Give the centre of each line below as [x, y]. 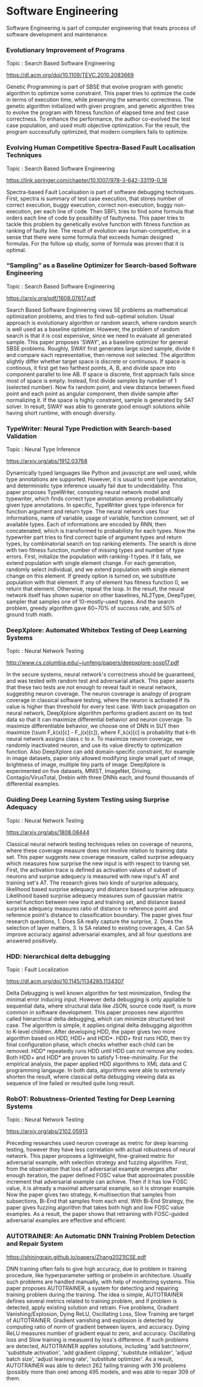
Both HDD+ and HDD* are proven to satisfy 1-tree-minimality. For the [92, 1058]
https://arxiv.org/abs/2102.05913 [47, 1131]
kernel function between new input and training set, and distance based [96, 902]
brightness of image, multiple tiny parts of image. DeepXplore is [86, 764]
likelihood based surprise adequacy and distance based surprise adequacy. [101, 889]
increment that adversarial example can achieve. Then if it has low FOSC [97, 1182]
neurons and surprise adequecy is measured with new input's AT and [93, 876]
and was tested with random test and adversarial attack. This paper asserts [100, 681]
